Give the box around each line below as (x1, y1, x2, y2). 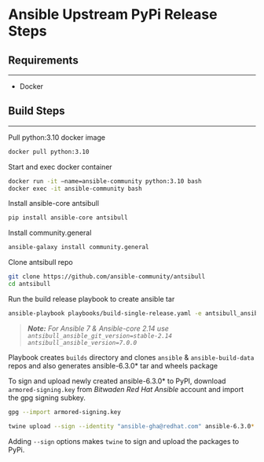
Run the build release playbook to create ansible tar (8, 294, 175, 303)
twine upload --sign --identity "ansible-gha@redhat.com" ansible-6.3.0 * (8, 422, 255, 430)
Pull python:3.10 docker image (8, 132, 106, 142)
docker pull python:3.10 (8, 148, 90, 156)
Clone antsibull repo (8, 258, 73, 267)
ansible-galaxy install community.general (8, 244, 149, 251)
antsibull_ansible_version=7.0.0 (27, 339, 137, 346)
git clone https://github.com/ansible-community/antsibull (8, 273, 206, 280)
